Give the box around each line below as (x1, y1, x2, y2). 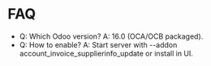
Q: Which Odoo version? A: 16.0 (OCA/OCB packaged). (19, 31, 204, 41)
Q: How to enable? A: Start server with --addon (19, 39, 178, 49)
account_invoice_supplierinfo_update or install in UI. (19, 48, 194, 58)
